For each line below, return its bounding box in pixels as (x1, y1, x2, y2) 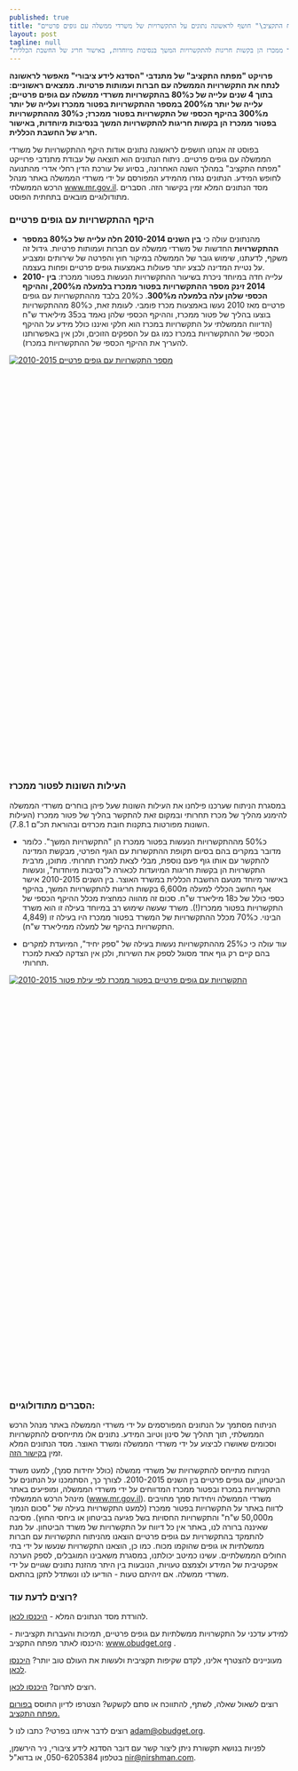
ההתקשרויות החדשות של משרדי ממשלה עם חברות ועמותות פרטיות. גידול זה (21, 243, 279, 254)
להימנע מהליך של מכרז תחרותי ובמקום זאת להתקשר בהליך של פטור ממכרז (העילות (9, 810, 288, 820)
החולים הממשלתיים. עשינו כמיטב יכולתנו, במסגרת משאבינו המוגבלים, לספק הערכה (9, 1550, 286, 1560)
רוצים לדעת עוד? (9, 1591, 78, 1603)
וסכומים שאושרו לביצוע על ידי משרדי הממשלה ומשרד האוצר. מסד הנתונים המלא (9, 1439, 277, 1449)
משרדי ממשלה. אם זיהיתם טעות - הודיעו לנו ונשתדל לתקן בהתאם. (9, 1569, 229, 1580)
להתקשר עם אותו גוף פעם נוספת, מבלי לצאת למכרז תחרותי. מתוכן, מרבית (21, 855, 270, 866)
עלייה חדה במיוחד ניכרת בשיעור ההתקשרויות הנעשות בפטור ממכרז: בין (46, 272, 283, 283)
